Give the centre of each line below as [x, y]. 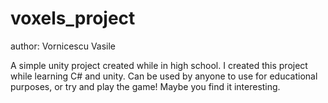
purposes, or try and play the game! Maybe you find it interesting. [145, 86]
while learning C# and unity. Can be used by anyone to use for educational [164, 76]
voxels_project [73, 18]
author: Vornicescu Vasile [63, 46]
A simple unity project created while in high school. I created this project [159, 65]
